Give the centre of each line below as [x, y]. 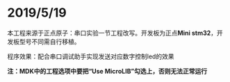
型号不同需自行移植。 [50, 41]
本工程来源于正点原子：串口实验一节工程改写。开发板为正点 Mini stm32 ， [112, 33]
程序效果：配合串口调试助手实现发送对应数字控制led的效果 [91, 56]
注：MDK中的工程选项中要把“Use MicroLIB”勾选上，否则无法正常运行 [107, 71]
